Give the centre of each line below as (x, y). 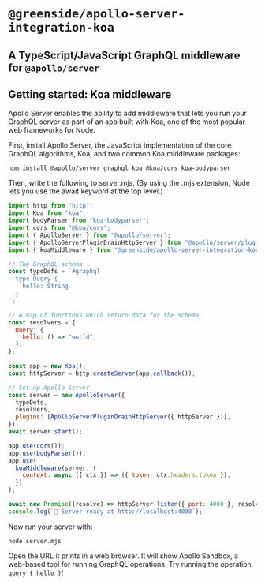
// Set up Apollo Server (49, 388)
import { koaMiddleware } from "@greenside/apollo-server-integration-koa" (135, 250)
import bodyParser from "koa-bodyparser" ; (79, 221)
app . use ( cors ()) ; (37, 446)
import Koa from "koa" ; (47, 213)
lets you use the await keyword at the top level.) (86, 191)
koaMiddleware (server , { (56, 468)
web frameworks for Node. (52, 130)
